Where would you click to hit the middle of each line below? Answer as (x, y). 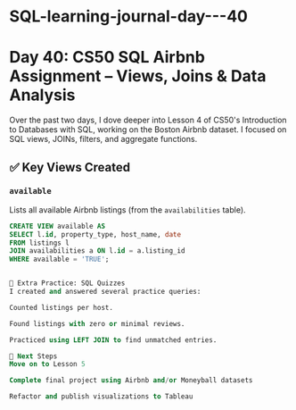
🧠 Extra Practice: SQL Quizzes (67, 283)
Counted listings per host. (62, 307)
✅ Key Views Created (70, 167)
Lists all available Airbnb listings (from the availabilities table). (128, 209)
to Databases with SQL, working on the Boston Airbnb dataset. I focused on (148, 130)
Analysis (42, 95)
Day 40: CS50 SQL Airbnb (107, 58)
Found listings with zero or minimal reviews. (97, 323)
